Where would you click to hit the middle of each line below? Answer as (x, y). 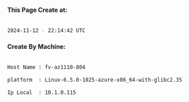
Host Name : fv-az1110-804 (46, 67)
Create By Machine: (37, 46)
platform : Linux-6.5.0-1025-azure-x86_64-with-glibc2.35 (95, 80)
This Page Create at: (37, 10)
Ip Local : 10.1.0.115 (42, 93)
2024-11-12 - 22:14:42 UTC (46, 31)
